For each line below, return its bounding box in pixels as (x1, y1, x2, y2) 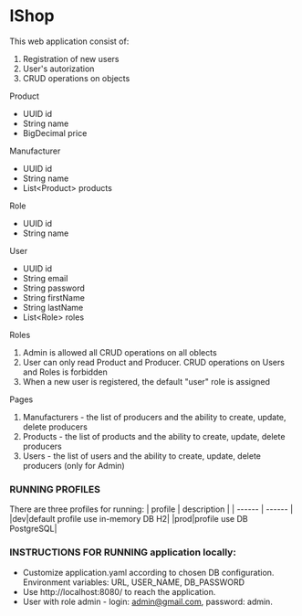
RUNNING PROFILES (9, 483, 100, 495)
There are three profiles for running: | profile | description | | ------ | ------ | (9, 504, 294, 515)
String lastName (22, 302, 84, 313)
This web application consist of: (9, 36, 130, 47)
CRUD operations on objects (22, 72, 130, 83)
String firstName (22, 292, 85, 303)
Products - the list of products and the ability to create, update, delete (22, 430, 286, 441)
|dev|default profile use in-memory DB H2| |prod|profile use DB (9, 514, 248, 525)
